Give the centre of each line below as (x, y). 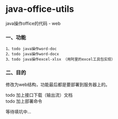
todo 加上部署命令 (24, 101)
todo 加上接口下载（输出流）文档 (39, 95)
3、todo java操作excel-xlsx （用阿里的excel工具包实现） (60, 59)
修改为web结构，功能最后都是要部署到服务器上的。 (58, 84)
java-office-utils (40, 9)
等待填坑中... (19, 112)
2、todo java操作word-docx (32, 54)
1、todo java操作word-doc (31, 49)
